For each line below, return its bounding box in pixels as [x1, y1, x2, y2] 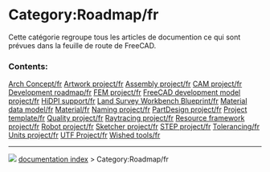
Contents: [8, 60, 48, 72]
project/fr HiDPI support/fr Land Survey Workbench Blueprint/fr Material [8, 96, 247, 106]
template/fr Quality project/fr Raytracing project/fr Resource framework [8, 113, 245, 123]
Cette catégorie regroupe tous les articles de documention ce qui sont [8, 32, 241, 42]
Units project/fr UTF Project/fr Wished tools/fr [8, 130, 161, 140]
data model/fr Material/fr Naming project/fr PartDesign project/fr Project [8, 104, 247, 114]
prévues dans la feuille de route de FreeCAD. [8, 40, 157, 50]
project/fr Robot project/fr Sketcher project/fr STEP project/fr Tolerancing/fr [8, 122, 260, 132]
